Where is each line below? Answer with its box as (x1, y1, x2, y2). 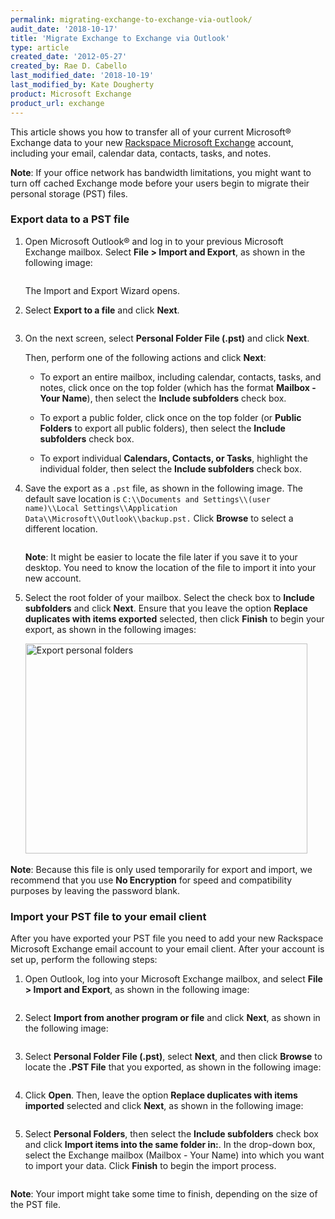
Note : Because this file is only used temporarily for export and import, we (10, 863, 313, 875)
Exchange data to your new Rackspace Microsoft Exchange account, (10, 136, 294, 148)
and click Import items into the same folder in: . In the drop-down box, (24, 1139, 316, 1151)
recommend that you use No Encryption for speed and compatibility (10, 874, 293, 886)
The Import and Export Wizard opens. (24, 284, 181, 296)
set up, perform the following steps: (10, 954, 158, 966)
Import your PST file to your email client (10, 909, 207, 923)
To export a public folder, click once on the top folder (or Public (39, 411, 302, 423)
